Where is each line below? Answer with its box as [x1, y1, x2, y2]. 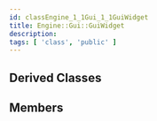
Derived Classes [9, 70, 102, 85]
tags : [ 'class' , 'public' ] [9, 37, 117, 47]
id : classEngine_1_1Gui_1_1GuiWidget [9, 12, 149, 22]
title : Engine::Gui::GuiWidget [9, 21, 125, 30]
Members [9, 101, 64, 116]
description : [9, 29, 58, 38]
